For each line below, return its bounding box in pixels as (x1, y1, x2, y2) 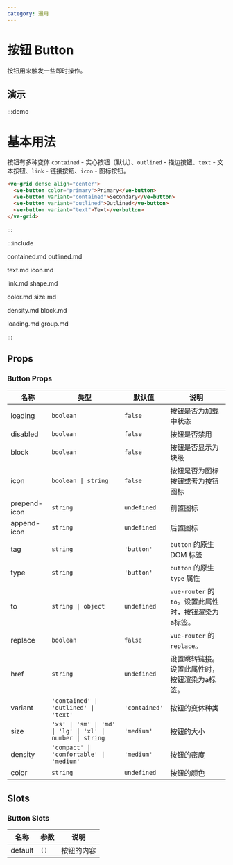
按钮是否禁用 (169, 430, 212, 439)
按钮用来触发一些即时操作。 (7, 67, 87, 75)
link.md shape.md (7, 279, 58, 288)
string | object (51, 602, 105, 611)
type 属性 (169, 573, 200, 583)
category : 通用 (7, 10, 49, 17)
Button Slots (7, 813, 50, 823)
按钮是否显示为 (169, 443, 219, 453)
